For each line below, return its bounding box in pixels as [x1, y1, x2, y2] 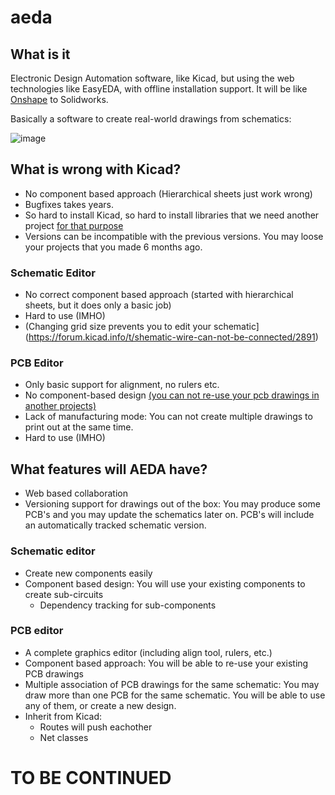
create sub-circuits [24, 588, 104, 600]
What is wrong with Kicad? [10, 161, 182, 178]
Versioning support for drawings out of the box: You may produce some [24, 498, 321, 510]
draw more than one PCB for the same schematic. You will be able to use [24, 689, 326, 701]
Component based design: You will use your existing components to [24, 577, 306, 590]
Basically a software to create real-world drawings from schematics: [10, 113, 292, 125]
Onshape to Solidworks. [10, 94, 109, 105]
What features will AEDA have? [10, 461, 208, 478]
